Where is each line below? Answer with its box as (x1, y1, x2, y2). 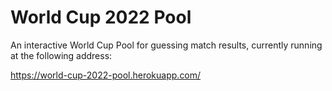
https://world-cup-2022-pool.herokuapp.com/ (10, 69, 202, 81)
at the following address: (10, 49, 113, 61)
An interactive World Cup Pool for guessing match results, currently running (10, 39, 323, 51)
